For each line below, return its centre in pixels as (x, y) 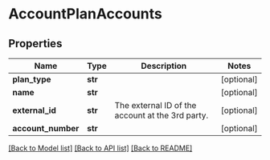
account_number (46, 128)
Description (164, 66)
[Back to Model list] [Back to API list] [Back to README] (100, 148)
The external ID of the (155, 105)
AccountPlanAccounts (85, 14)
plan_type (32, 79)
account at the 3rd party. (162, 115)
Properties (35, 44)
